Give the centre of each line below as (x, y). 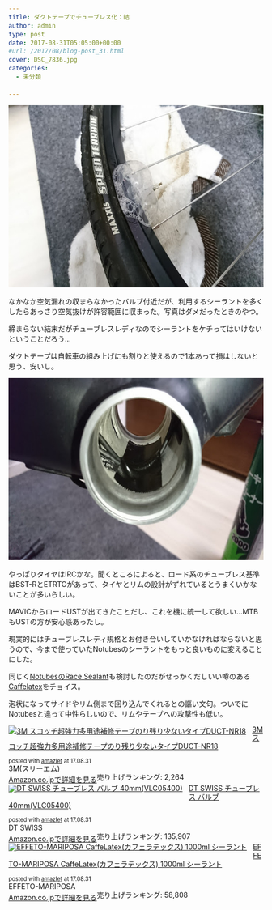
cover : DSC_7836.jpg (43, 60)
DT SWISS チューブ (221, 789)
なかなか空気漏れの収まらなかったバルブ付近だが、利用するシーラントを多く (136, 301)
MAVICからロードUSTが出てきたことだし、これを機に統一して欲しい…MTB (134, 611)
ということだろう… (40, 338)
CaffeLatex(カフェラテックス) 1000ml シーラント (141, 864)
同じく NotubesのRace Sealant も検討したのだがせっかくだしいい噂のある (130, 676)
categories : (28, 69)
